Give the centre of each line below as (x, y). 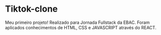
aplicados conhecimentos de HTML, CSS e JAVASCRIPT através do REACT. (81, 27)
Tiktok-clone (31, 9)
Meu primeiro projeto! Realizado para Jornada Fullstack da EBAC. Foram (77, 22)
